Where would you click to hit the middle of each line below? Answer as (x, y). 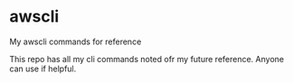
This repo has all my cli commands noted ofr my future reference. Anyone (147, 59)
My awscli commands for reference (76, 41)
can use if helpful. (43, 69)
